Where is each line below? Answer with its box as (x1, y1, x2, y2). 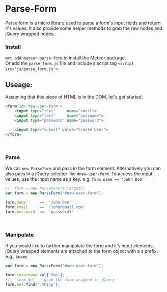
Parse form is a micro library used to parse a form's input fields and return (5, 20, 161, 26)
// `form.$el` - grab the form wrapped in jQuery (5, 277, 115, 282)
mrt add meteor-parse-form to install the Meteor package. (5, 55, 126, 61)
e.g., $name (5, 253, 27, 259)
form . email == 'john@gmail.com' (5, 205, 86, 210)
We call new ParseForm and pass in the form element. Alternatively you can (5, 166, 161, 172)
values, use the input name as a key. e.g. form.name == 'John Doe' (5, 176, 144, 182)
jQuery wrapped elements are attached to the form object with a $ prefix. (5, 248, 158, 254)
